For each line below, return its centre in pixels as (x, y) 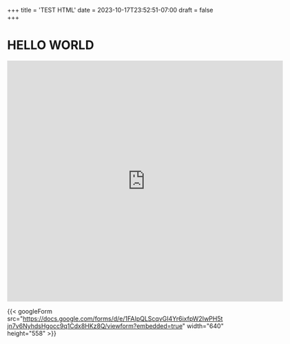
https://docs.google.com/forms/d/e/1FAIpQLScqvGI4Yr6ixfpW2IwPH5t (123, 318)
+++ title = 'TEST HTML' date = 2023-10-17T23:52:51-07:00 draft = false (110, 10)
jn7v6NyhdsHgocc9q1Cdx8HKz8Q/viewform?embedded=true (95, 326)
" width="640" (203, 326)
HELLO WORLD (51, 45)
